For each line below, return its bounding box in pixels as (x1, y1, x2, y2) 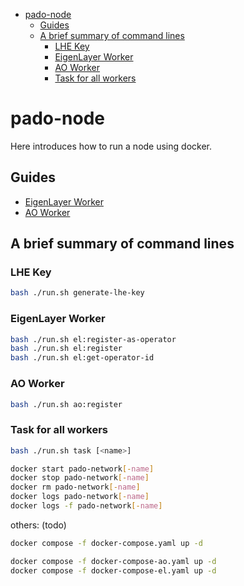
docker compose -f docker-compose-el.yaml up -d (10, 565, 217, 576)
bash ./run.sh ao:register (10, 399, 123, 409)
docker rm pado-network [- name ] (10, 482, 141, 493)
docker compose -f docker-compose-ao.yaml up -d (10, 556, 217, 566)
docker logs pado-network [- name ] (10, 492, 150, 502)
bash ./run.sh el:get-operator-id (10, 353, 155, 363)
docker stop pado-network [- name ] (10, 473, 150, 483)
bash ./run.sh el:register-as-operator (10, 334, 177, 344)
